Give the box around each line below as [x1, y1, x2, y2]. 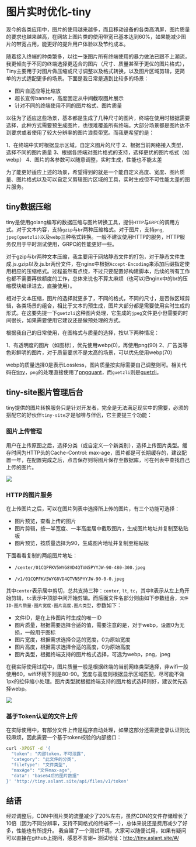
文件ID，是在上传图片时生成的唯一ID [14, 614, 102, 621]
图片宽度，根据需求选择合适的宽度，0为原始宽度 [14, 636, 131, 643]
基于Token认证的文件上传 [6, 712, 78, 721]
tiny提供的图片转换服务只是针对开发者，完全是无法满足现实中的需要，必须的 [6, 404, 188, 411]
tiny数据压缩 [6, 202, 51, 212]
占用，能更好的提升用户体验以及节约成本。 [26, 40, 129, 47]
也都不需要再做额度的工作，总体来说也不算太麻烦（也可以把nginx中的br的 [6, 275, 183, 282]
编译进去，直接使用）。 [21, 282, 75, 289]
